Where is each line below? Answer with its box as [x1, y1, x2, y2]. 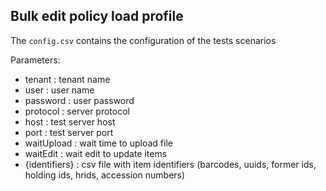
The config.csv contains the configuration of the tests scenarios [10, 34, 277, 46]
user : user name [24, 84, 95, 96]
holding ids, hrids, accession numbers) [24, 169, 186, 181]
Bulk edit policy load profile [10, 8, 184, 25]
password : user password [24, 94, 135, 106]
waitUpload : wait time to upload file [24, 137, 173, 149]
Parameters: [10, 54, 61, 66]
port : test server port [24, 126, 114, 138]
